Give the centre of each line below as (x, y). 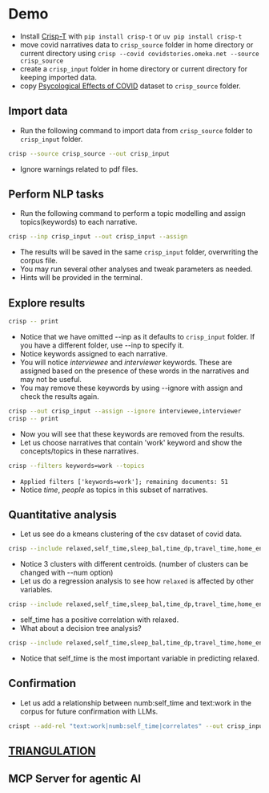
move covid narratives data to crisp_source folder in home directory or (137, 44)
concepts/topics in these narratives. (79, 451)
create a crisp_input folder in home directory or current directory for (134, 68)
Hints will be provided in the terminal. (81, 278)
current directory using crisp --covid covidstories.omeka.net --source (139, 53)
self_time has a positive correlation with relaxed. (99, 620)
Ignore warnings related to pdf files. (79, 169)
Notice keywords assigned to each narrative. (94, 354)
